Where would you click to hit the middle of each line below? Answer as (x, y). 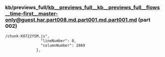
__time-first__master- (32, 13)
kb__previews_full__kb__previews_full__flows (104, 7)
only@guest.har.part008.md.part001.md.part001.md (71, 20)
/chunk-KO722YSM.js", (27, 36)
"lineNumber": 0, (58, 41)
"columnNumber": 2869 (63, 46)
